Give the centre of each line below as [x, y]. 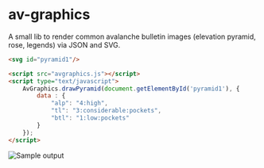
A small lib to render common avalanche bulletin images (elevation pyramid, [132, 36]
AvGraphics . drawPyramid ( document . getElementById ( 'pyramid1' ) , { [131, 89]
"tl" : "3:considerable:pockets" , [106, 111]
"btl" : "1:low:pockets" [90, 118]
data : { [51, 96]
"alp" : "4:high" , [80, 103]
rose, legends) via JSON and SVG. [64, 44]
